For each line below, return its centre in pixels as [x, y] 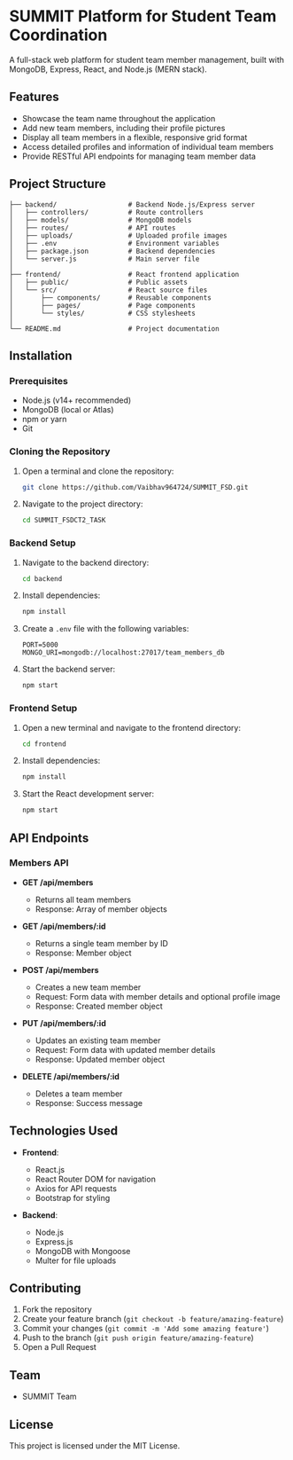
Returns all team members [83, 899]
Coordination [58, 35]
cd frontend [44, 744]
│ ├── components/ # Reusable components [111, 298]
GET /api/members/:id [64, 926]
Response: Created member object [99, 1006]
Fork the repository [57, 1309]
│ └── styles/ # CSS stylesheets [103, 313]
